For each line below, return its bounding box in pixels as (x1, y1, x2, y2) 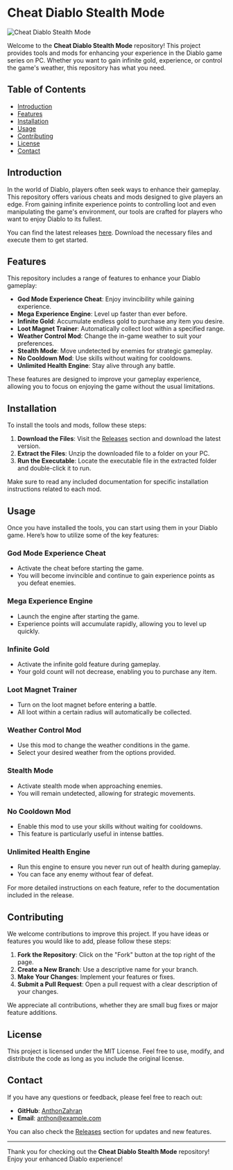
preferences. (17, 339, 54, 348)
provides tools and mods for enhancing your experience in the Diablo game (7, 49, 223, 57)
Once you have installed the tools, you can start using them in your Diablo (7, 524, 218, 531)
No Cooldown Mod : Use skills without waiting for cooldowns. (17, 354, 193, 362)
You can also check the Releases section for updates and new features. (7, 1127, 212, 1135)
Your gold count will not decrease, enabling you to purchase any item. (17, 667, 217, 675)
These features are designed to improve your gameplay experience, (7, 375, 201, 383)
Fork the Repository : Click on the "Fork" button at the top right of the (17, 951, 216, 959)
